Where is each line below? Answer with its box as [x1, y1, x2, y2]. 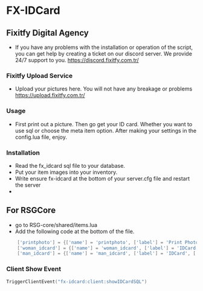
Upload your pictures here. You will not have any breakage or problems [14, 85, 193, 92]
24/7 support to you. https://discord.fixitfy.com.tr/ [14, 57, 139, 63]
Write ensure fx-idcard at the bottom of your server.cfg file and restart [14, 174, 190, 182]
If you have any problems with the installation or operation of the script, [14, 43, 193, 51]
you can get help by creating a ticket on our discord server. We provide [14, 50, 192, 57]
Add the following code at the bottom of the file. [14, 228, 135, 235]
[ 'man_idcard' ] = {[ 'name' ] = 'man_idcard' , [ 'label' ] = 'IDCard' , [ [17, 251, 196, 257]
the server [14, 181, 41, 188]
